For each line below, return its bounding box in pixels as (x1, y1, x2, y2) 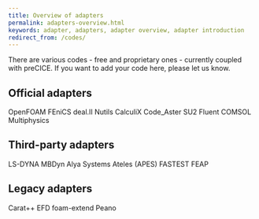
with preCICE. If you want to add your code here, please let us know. (8, 64, 231, 73)
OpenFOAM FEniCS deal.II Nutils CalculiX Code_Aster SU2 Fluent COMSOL (8, 107, 252, 117)
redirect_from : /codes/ (8, 33, 87, 42)
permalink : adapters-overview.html (8, 19, 125, 27)
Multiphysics (8, 116, 50, 125)
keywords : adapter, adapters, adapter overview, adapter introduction (8, 26, 245, 34)
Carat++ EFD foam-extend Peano (8, 202, 117, 213)
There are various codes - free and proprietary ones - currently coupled (8, 55, 242, 65)
